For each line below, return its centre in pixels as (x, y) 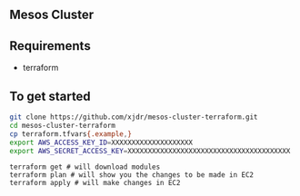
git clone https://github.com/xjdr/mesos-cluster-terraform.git (134, 117)
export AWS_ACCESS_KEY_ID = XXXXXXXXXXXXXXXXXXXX (101, 142)
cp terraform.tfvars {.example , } (70, 134)
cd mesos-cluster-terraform (63, 125)
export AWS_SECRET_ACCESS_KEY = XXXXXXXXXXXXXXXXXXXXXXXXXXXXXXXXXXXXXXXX (150, 151)
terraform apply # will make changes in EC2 (95, 183)
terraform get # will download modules (85, 167)
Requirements (50, 46)
